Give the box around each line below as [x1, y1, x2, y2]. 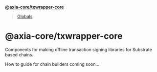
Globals [17, 14, 33, 19]
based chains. [5, 52, 33, 57]
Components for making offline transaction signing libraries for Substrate [5, 46, 153, 53]
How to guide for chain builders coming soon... [5, 61, 100, 67]
